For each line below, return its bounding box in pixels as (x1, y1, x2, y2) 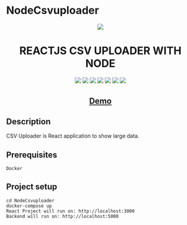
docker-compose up (6, 203, 52, 209)
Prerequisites (6, 150, 57, 160)
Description (6, 116, 51, 126)
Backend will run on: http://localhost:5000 (6, 213, 119, 219)
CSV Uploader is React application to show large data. (6, 132, 140, 139)
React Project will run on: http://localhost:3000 (6, 208, 135, 214)
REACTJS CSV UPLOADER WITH (19, 44, 182, 57)
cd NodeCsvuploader (6, 197, 55, 203)
